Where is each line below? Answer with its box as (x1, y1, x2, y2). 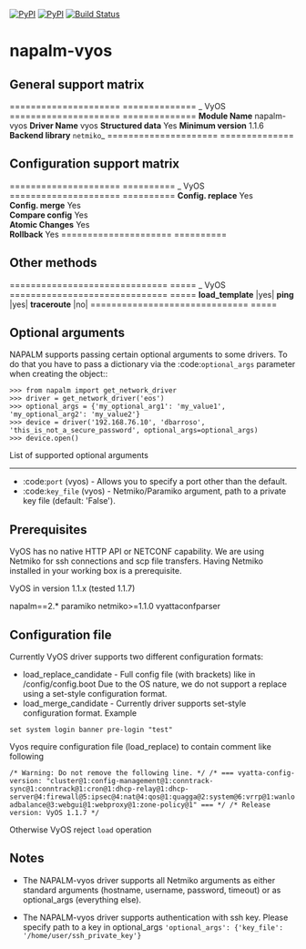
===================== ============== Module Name (9, 110, 253, 121)
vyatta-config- (237, 769, 296, 778)
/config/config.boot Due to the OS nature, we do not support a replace (22, 679, 288, 689)
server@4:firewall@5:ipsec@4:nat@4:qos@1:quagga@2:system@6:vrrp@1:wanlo (9, 792, 296, 801)
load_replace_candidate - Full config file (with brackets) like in (22, 669, 256, 680)
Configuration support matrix (9, 156, 180, 172)
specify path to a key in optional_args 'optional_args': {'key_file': (22, 921, 284, 933)
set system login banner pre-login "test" (9, 725, 173, 735)
